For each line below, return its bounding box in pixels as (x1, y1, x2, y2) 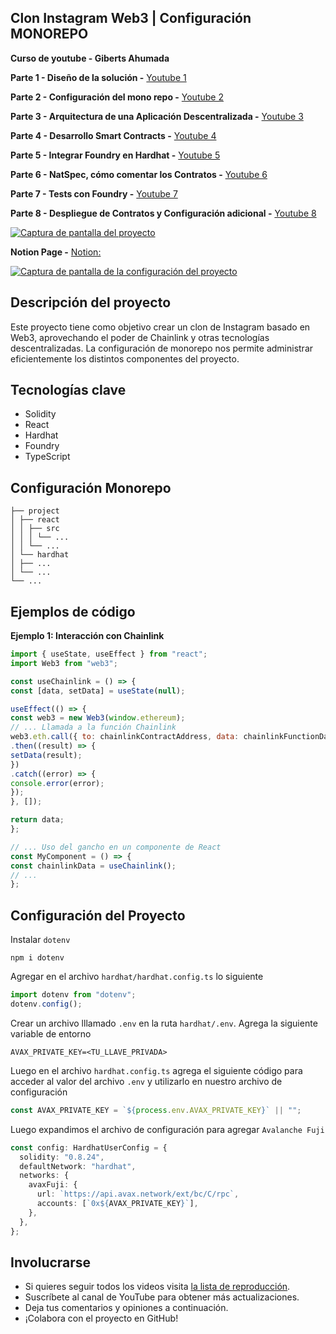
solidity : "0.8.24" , (19, 1152, 105, 1162)
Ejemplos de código (10, 603, 136, 620)
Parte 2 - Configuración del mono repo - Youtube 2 (10, 91, 224, 103)
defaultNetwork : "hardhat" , (19, 1161, 137, 1171)
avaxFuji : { (28, 1180, 78, 1190)
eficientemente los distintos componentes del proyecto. (10, 352, 240, 365)
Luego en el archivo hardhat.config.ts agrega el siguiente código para (10, 1064, 303, 1076)
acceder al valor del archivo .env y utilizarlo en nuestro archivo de (10, 1075, 283, 1087)
